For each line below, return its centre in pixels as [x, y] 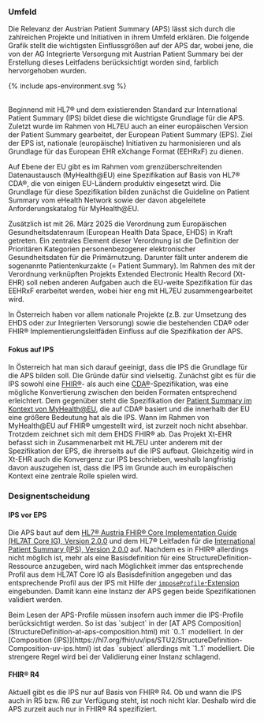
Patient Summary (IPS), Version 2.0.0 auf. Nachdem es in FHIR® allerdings [128, 549]
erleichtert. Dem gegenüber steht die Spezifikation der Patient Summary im [130, 400]
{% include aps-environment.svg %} [67, 86]
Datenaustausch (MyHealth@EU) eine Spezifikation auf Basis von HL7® [124, 175]
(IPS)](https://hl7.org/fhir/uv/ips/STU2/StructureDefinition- [148, 640]
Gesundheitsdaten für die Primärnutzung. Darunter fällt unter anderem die [128, 258]
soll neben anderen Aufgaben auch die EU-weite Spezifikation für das [139, 283]
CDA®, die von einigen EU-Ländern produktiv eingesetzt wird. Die [115, 184]
